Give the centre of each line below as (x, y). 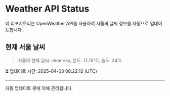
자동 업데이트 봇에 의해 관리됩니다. (39, 88)
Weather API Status (47, 9)
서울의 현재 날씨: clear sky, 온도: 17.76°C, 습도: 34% (70, 60)
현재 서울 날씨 (25, 47)
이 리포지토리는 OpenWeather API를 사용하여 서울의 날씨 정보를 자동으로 (77, 23)
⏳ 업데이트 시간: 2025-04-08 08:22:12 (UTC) (51, 71)
